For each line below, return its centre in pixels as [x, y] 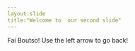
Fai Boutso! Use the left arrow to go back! [68, 40]
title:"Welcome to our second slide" [64, 20]
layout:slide [27, 14]
